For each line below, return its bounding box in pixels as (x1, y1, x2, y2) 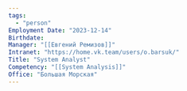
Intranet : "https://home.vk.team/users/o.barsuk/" (8, 48, 180, 56)
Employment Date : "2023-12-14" (8, 26, 112, 34)
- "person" (15, 19, 52, 27)
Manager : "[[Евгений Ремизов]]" (8, 41, 115, 49)
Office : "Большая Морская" (8, 70, 98, 78)
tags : (8, 11, 26, 20)
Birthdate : (8, 33, 45, 42)
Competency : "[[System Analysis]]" (8, 63, 127, 71)
